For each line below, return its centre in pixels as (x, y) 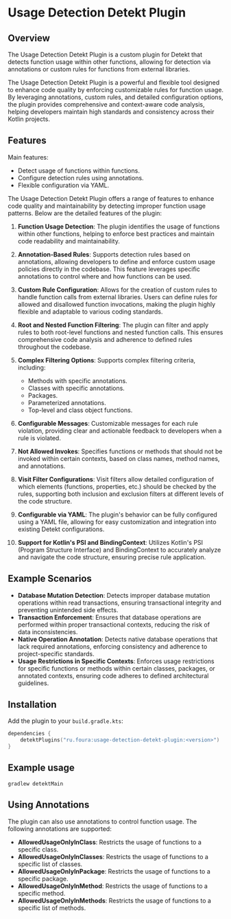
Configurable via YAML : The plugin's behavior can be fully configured (118, 515)
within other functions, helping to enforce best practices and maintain (116, 234)
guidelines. (33, 683)
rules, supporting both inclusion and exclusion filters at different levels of (121, 494)
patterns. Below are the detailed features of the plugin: (85, 213)
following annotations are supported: (60, 829)
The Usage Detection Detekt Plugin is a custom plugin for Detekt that (105, 54)
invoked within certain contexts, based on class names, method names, (119, 458)
